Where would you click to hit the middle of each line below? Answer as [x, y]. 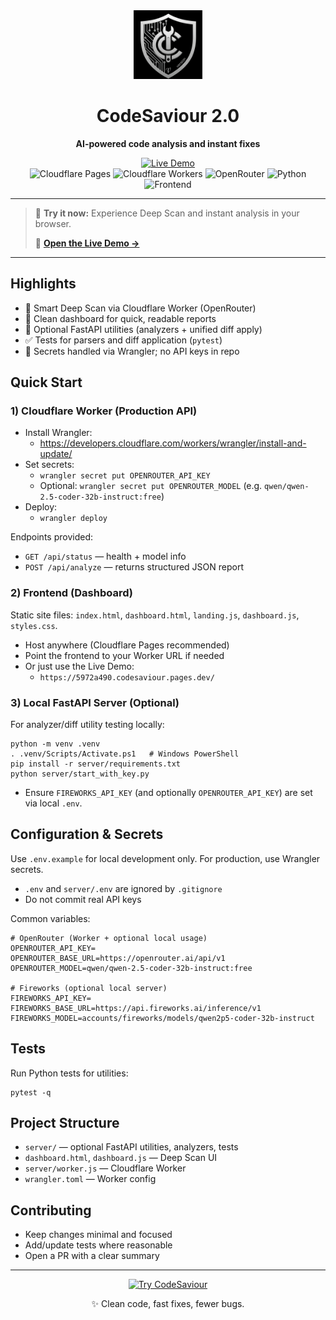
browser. [53, 223]
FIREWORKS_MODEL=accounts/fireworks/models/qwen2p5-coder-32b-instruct [162, 1018]
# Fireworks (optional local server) [89, 988]
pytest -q [31, 1092]
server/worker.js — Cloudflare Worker [105, 1168]
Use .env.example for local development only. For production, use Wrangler [165, 858]
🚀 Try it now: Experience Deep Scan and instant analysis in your [167, 213]
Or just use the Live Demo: [79, 666]
